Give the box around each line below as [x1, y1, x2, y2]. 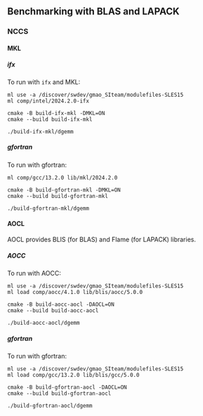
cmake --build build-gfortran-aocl [7, 389, 112, 397]
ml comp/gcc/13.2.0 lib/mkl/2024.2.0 [7, 174, 118, 181]
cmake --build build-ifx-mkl [7, 116, 93, 123]
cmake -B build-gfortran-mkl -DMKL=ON [7, 186, 121, 194]
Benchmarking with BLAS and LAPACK [7, 6, 180, 18]
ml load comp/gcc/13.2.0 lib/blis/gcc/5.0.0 [7, 371, 140, 378]
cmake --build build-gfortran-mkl [7, 192, 109, 199]
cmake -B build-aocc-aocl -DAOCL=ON [7, 301, 114, 308]
